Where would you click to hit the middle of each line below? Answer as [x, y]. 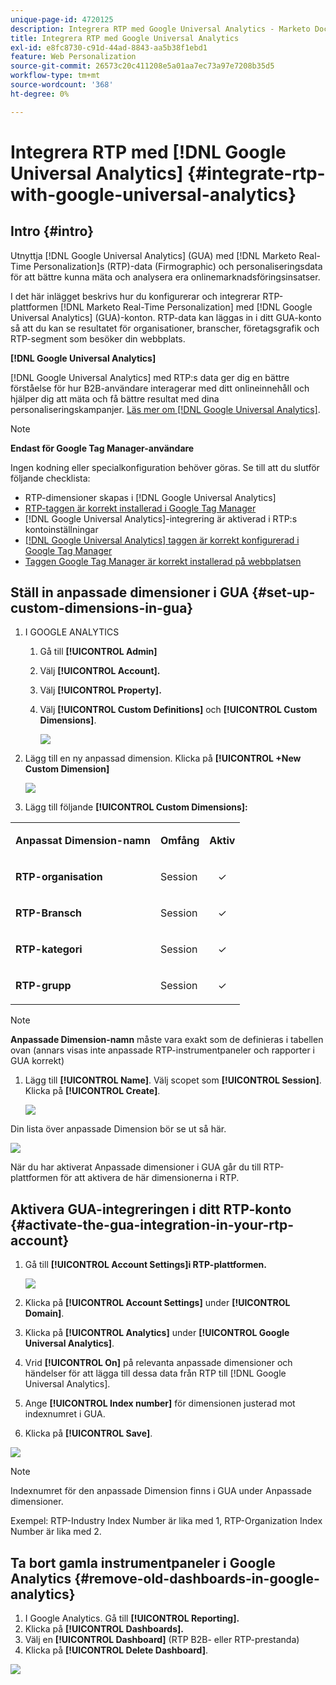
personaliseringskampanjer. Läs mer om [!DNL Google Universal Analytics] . [165, 409]
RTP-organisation [59, 877]
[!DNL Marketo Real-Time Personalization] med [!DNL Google [186, 307]
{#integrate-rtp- [256, 173]
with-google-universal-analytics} [153, 194]
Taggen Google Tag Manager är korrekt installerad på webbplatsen [163, 561]
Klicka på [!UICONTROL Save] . [88, 1433]
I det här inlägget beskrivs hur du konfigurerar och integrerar [135, 296]
